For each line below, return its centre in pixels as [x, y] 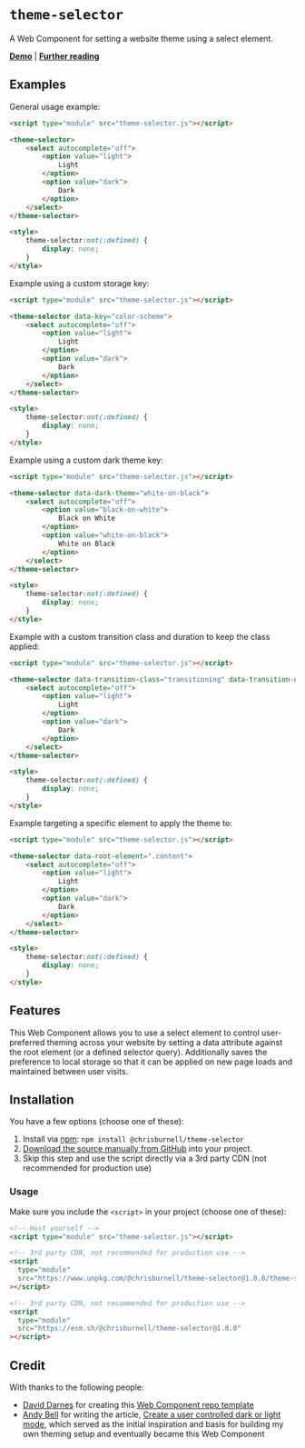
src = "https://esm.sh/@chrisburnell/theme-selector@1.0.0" [130, 1329]
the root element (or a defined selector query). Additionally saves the [138, 1052]
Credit [27, 1365]
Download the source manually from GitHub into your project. [137, 1149]
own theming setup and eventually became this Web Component [143, 1433]
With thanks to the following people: [77, 1387]
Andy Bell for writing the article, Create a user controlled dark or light [152, 1414]
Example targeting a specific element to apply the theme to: [121, 823]
